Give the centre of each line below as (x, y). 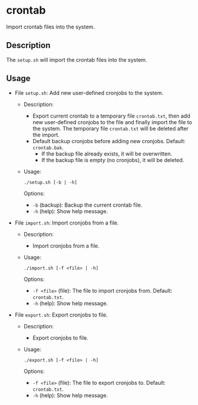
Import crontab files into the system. (51, 27)
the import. (46, 135)
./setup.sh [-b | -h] (50, 182)
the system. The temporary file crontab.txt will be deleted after (111, 128)
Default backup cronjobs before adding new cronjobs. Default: (109, 141)
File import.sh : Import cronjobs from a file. (67, 223)
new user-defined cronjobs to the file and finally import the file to (112, 122)
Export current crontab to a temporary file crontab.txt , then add (111, 116)
